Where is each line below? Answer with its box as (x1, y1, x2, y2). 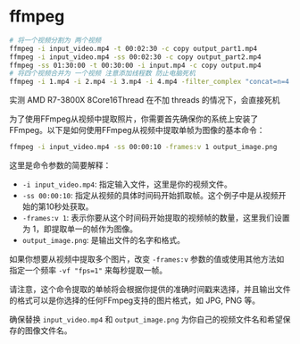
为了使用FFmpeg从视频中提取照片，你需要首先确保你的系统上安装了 (9, 113, 259, 124)
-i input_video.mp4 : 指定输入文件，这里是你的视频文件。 (21, 179, 232, 189)
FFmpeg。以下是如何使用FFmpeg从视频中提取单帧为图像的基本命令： (9, 125, 265, 136)
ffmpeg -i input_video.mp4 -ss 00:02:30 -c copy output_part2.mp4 (9, 52, 262, 62)
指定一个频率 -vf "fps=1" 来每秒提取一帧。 (9, 265, 168, 276)
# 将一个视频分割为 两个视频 (9, 36, 102, 45)
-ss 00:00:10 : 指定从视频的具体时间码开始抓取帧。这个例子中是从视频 (21, 190, 279, 201)
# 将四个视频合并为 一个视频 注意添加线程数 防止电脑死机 (9, 69, 196, 78)
